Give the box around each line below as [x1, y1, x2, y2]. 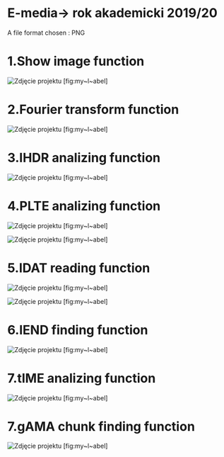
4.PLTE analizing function [7, 198, 161, 214]
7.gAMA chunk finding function [7, 418, 196, 434]
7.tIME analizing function [7, 370, 156, 386]
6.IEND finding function [7, 322, 148, 338]
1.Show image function [7, 53, 145, 69]
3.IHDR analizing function [7, 150, 161, 166]
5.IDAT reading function [7, 260, 151, 276]
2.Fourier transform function [7, 101, 179, 118]
